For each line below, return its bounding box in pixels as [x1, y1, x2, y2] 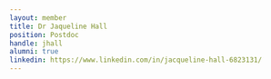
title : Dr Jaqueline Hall [9, 22, 107, 31]
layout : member [9, 13, 67, 23]
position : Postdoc [9, 30, 79, 39]
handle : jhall [9, 38, 64, 48]
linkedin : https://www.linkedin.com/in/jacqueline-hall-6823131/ [9, 55, 262, 64]
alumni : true [9, 47, 59, 56]
